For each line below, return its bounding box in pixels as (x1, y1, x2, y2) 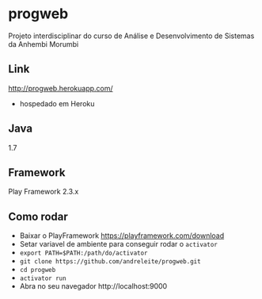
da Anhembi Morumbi (8, 39, 79, 48)
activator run (19, 274, 66, 282)
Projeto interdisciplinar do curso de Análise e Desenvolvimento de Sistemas (8, 31, 255, 40)
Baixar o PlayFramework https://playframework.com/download (19, 231, 225, 240)
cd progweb (19, 266, 56, 274)
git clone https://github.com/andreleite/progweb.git (19, 258, 201, 266)
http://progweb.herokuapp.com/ (8, 83, 113, 93)
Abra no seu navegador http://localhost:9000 (19, 282, 168, 291)
